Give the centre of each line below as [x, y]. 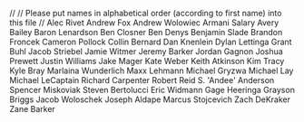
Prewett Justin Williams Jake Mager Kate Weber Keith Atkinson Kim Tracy [147, 61]
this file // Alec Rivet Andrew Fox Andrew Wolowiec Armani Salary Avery [144, 23]
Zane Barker [33, 109]
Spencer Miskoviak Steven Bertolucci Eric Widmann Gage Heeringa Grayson [152, 90]
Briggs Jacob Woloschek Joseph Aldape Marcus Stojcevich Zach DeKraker [150, 99]
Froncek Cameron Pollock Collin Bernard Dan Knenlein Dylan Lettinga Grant [151, 42]
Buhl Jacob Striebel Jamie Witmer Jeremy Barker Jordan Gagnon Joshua [146, 52]
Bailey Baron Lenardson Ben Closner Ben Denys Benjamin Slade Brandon [146, 32]
